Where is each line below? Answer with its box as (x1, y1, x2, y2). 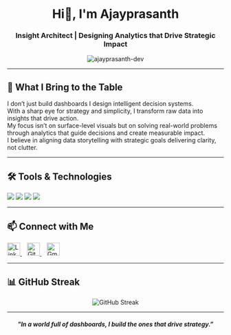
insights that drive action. (7, 114, 79, 122)
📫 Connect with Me (7, 220, 94, 233)
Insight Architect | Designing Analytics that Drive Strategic (15, 31, 216, 41)
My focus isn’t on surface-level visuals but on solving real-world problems (7, 122, 218, 130)
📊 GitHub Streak (7, 277, 80, 288)
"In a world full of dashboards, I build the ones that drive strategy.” (17, 320, 214, 329)
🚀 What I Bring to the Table (7, 81, 123, 93)
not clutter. (7, 144, 38, 152)
